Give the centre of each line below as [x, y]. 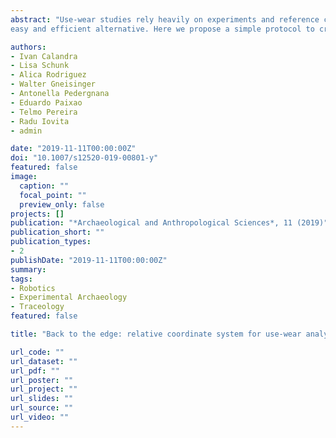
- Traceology [37, 307]
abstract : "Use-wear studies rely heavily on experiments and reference [165, 19]
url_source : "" [42, 408]
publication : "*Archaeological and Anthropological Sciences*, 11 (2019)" [169, 223]
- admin [26, 131]
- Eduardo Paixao [46, 102]
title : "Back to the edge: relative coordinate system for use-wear [156, 334]
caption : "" [44, 186]
